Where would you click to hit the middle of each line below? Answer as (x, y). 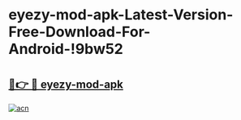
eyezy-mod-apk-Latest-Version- (121, 15)
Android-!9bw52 (66, 49)
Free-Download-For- (80, 32)
